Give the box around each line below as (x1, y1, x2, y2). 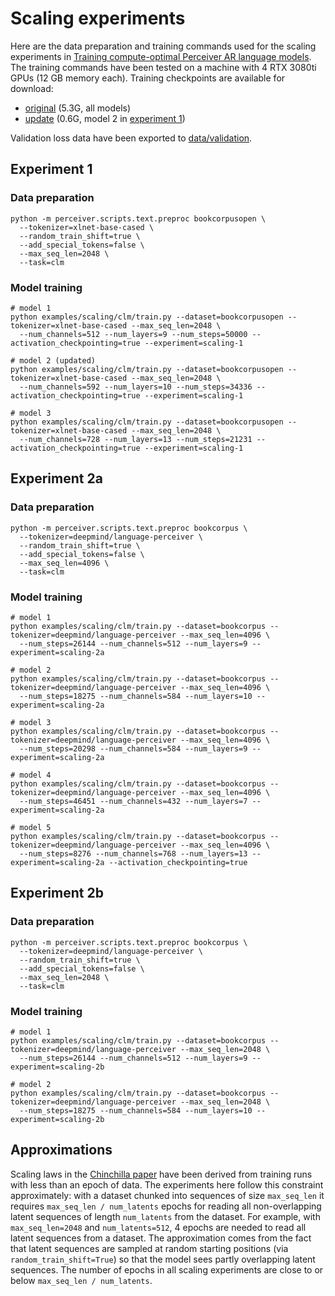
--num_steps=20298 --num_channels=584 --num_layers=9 (19, 743, 248, 754)
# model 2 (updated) (10, 355, 97, 366)
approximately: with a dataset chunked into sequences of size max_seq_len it (10, 1189, 325, 1201)
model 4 (19, 770, 52, 780)
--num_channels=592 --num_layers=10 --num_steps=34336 (19, 382, 253, 392)
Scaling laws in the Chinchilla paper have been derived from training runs (10, 1168, 313, 1180)
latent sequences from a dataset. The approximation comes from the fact (10, 1232, 312, 1244)
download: (10, 82, 54, 94)
